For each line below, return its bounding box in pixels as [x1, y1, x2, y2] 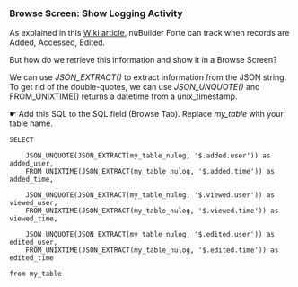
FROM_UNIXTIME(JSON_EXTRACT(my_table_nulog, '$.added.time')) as [25, 167, 276, 176]
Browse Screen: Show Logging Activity [9, 7, 183, 20]
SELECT [9, 136, 34, 145]
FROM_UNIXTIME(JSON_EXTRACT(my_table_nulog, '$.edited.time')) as [25, 246, 279, 255]
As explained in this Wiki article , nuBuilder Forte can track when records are [9, 28, 290, 39]
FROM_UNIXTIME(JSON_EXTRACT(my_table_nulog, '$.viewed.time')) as [25, 206, 279, 216]
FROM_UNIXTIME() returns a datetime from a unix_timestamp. [9, 91, 238, 102]
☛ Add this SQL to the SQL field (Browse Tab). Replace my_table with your [9, 109, 285, 120]
